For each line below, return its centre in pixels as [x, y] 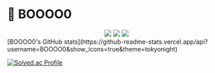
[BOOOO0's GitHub [35, 42]
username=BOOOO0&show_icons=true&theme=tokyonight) [93, 49]
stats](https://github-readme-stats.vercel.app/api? [136, 42]
